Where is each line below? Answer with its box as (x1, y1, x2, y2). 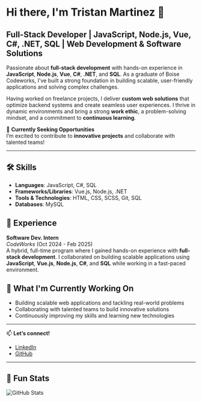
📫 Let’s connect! (6, 330, 50, 337)
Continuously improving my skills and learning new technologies (14, 312, 174, 320)
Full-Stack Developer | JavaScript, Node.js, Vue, (6, 29, 191, 40)
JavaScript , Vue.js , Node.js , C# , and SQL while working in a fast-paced (6, 259, 186, 267)
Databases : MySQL (14, 200, 64, 208)
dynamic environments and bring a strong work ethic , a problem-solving (6, 108, 186, 115)
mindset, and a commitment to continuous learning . (6, 114, 136, 121)
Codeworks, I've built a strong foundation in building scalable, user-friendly (6, 77, 193, 84)
